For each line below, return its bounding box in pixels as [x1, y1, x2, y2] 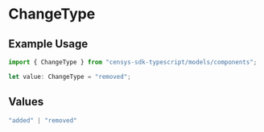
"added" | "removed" [8, 116, 78, 125]
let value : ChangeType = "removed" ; [8, 72, 131, 80]
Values [8, 95, 44, 109]
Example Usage [8, 37, 89, 51]
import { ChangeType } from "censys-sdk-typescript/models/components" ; [8, 58, 258, 66]
